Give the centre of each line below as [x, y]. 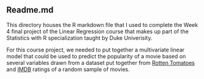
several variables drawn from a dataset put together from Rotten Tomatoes [100, 62]
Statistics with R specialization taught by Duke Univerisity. [79, 38]
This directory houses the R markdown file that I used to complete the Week [102, 24]
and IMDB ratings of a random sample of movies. [68, 69]
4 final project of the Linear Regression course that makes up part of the [97, 31]
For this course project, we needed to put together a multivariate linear [96, 50]
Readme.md [30, 10]
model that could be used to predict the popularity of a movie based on [96, 56]
